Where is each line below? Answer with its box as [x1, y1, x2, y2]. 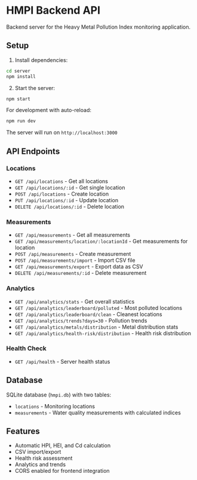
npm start [6, 96, 31, 102]
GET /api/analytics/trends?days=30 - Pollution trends [14, 317, 147, 324]
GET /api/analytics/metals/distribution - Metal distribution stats [14, 323, 178, 330]
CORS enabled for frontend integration [14, 467, 110, 475]
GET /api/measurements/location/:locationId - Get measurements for [14, 238, 188, 245]
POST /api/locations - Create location [14, 190, 109, 197]
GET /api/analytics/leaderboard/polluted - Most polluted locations [14, 304, 183, 311]
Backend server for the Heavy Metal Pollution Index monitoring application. [6, 23, 191, 30]
